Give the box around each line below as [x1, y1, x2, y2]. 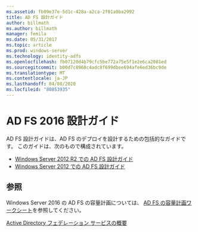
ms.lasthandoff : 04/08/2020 [6, 81, 76, 87]
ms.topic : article [6, 42, 52, 48]
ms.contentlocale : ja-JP [6, 75, 68, 81]
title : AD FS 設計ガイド [6, 14, 64, 20]
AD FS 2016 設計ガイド [6, 114, 119, 128]
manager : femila [6, 31, 47, 37]
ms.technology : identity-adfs [6, 53, 82, 59]
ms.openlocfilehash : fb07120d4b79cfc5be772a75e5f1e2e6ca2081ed [6, 59, 167, 65]
